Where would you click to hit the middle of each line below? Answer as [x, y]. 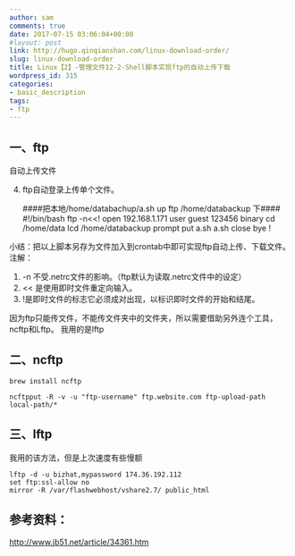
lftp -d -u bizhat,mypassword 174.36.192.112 [95, 475]
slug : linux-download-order [62, 59]
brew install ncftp [46, 381]
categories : [31, 84]
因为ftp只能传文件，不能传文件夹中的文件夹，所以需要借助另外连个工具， [143, 318]
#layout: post [36, 42]
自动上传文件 [33, 171]
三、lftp [31, 434]
